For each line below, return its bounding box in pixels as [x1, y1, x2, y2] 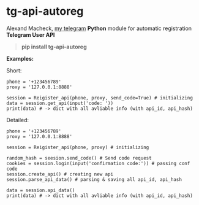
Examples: [6, 55, 34, 62]
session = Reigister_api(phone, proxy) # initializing [6, 144, 149, 150]
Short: [6, 66, 22, 74]
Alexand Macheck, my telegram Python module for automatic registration [6, 25, 192, 32]
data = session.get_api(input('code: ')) [6, 100, 114, 106]
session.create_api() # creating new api [6, 171, 114, 177]
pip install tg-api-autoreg [21, 43, 87, 50]
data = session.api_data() [6, 187, 75, 193]
